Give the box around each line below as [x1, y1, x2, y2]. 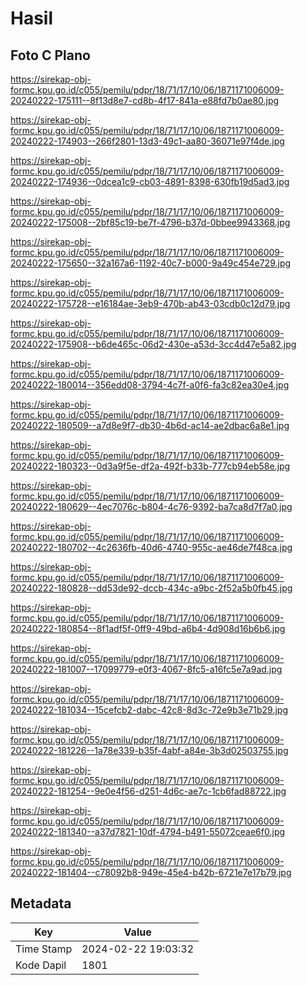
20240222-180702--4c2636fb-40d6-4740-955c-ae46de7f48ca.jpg [10, 542, 293, 553]
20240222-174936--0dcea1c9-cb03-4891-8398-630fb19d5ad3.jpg [10, 176, 290, 187]
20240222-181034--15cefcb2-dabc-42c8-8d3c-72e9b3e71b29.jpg [10, 704, 289, 716]
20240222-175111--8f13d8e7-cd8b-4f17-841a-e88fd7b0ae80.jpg [10, 95, 280, 106]
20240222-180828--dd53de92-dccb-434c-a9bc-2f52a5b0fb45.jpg [10, 582, 293, 594]
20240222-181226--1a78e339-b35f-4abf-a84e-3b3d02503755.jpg [10, 745, 289, 756]
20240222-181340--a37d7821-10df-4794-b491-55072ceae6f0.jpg [10, 826, 286, 837]
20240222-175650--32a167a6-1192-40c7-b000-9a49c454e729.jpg [10, 257, 292, 269]
